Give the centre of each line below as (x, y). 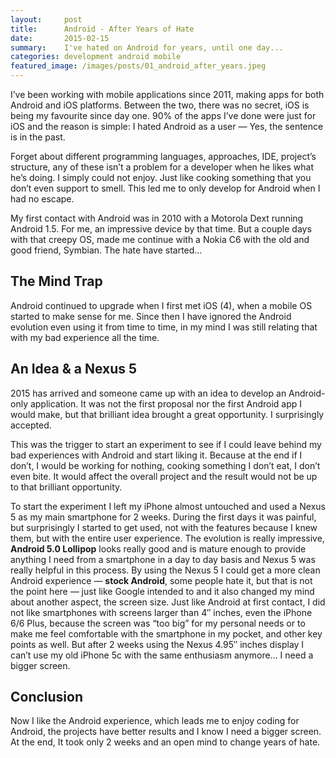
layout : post (46, 19)
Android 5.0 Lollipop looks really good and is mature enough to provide (158, 548)
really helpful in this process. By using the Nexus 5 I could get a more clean (165, 570)
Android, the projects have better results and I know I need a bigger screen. (166, 732)
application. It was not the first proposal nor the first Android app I (166, 403)
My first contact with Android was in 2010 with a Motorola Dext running (157, 218)
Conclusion (47, 697)
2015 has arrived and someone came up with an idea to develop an (148, 393)
